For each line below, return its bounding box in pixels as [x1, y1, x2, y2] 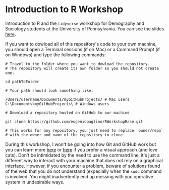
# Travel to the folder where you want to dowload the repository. [5, 61, 150, 66]
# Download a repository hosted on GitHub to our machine [5, 110, 130, 115]
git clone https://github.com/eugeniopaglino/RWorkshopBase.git [5, 119, 143, 124]
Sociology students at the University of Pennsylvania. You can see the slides [5, 25, 164, 31]
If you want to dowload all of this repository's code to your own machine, [5, 41, 157, 47]
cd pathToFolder [5, 79, 39, 84]
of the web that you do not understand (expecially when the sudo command [5, 168, 162, 174]
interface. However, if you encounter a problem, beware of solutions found [5, 163, 160, 169]
